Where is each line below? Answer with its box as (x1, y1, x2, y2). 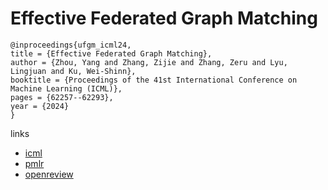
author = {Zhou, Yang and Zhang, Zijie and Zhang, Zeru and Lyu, (10, 57, 288, 67)
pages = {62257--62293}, (10, 92, 114, 102)
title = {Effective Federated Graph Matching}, (10, 48, 213, 59)
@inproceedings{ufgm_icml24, (10, 40, 132, 50)
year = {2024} (10, 101, 70, 111)
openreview (24, 168, 74, 180)
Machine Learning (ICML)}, (10, 83, 123, 94)
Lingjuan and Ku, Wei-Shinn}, (10, 66, 137, 76)
